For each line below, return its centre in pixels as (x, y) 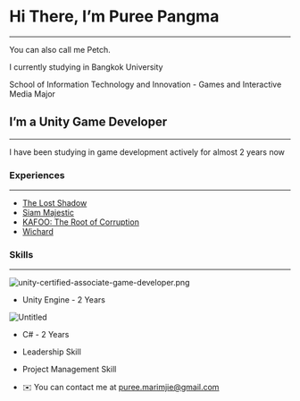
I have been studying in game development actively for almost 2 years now (147, 152)
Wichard (37, 232)
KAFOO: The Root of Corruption (81, 222)
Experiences (37, 175)
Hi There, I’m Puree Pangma (114, 17)
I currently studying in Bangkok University (86, 67)
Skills (21, 254)
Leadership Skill (52, 352)
